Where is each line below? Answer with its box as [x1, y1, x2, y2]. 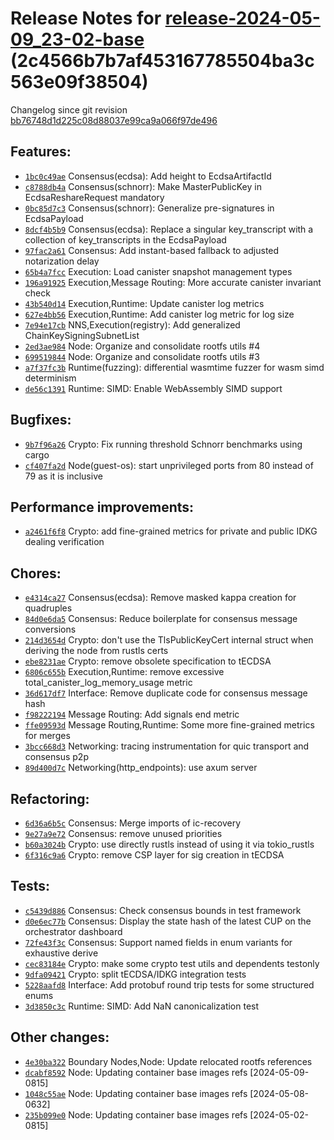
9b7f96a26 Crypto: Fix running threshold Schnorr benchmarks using [24, 438, 303, 450]
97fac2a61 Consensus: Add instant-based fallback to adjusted [24, 244, 280, 256]
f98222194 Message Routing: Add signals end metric [24, 708, 240, 721]
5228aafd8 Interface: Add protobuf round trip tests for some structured [24, 978, 315, 991]
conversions [24, 623, 77, 636]
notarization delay [24, 255, 100, 267]
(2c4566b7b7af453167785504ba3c [10, 50, 315, 72]
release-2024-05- [164, 7, 321, 30]
